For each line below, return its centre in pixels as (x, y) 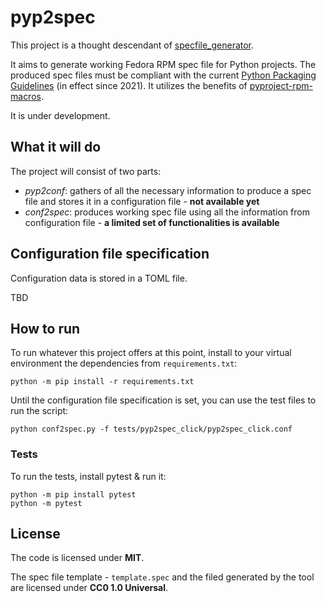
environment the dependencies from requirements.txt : (124, 363)
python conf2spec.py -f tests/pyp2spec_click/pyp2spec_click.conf (151, 429)
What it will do (56, 147)
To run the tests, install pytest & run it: (88, 476)
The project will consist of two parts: (86, 171)
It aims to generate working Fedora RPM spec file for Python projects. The (163, 64)
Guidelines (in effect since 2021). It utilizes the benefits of (129, 85)
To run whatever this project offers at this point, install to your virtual (151, 353)
